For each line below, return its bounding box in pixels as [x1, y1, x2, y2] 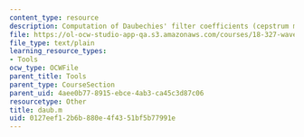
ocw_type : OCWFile [9, 64, 79, 73]
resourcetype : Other [9, 96, 88, 106]
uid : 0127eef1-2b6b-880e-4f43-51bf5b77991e [9, 114, 176, 123]
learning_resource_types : [9, 47, 107, 56]
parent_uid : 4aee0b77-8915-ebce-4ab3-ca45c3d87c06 [9, 88, 204, 97]
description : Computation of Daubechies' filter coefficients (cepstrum [9, 22, 290, 31]
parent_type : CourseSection [9, 80, 116, 89]
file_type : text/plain [9, 38, 95, 48]
